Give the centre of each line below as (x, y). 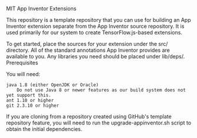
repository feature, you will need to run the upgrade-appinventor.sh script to (99, 123)
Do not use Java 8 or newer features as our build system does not (101, 90)
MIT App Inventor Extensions (41, 9)
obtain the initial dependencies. (44, 129)
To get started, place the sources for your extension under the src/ (87, 44)
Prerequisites (22, 63)
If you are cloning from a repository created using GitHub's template (89, 116)
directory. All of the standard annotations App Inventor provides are (88, 50)
